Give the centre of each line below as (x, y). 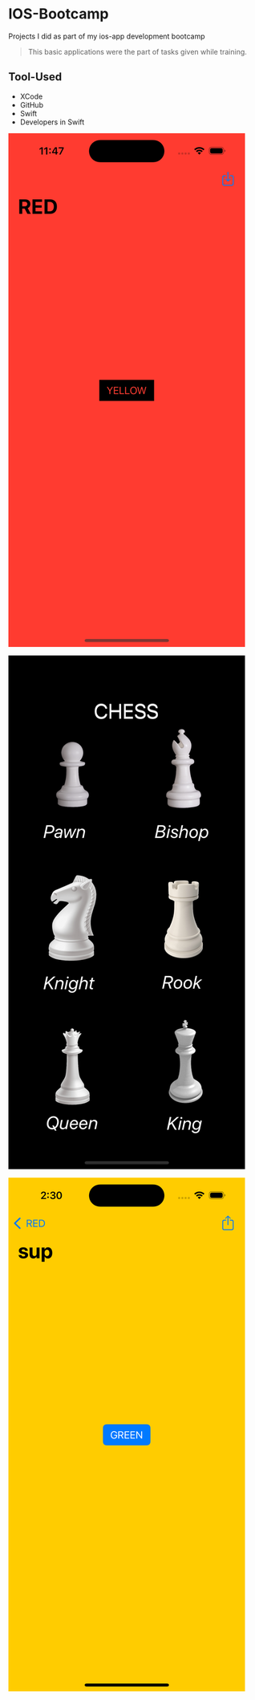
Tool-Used (35, 77)
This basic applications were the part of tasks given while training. (137, 51)
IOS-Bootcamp (59, 14)
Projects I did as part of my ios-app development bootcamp (107, 36)
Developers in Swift (52, 122)
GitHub (32, 104)
